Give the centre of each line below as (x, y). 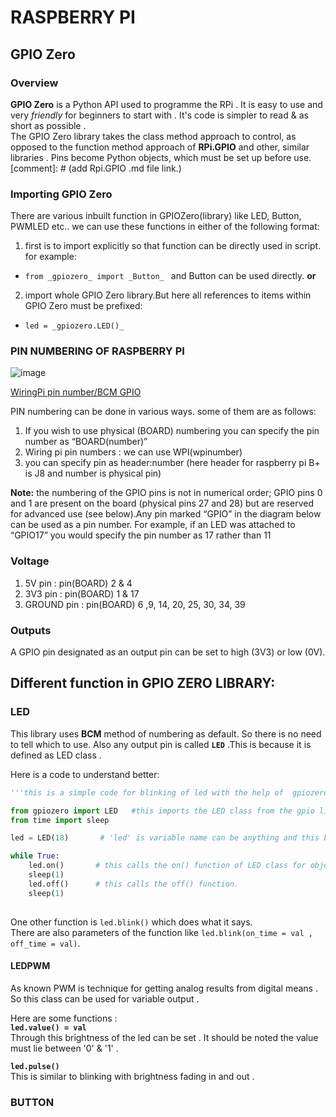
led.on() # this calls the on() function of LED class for (167, 866)
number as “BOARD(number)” (86, 442)
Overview (34, 83)
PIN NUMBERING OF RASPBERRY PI (97, 351)
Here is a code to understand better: (85, 774)
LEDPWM (30, 966)
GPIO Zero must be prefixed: (83, 306)
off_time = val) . (45, 943)
